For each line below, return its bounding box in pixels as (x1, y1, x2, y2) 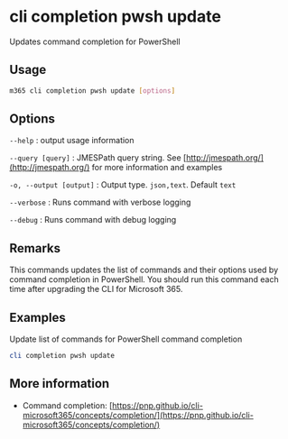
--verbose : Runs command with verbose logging (9, 197, 191, 208)
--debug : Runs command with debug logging (9, 215, 177, 225)
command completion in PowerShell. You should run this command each (9, 274, 279, 285)
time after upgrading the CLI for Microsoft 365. (9, 284, 183, 295)
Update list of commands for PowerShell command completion (9, 334, 243, 344)
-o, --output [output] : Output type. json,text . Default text (9, 179, 237, 190)
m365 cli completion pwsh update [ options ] (9, 86, 176, 96)
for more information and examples (91, 162, 223, 173)
